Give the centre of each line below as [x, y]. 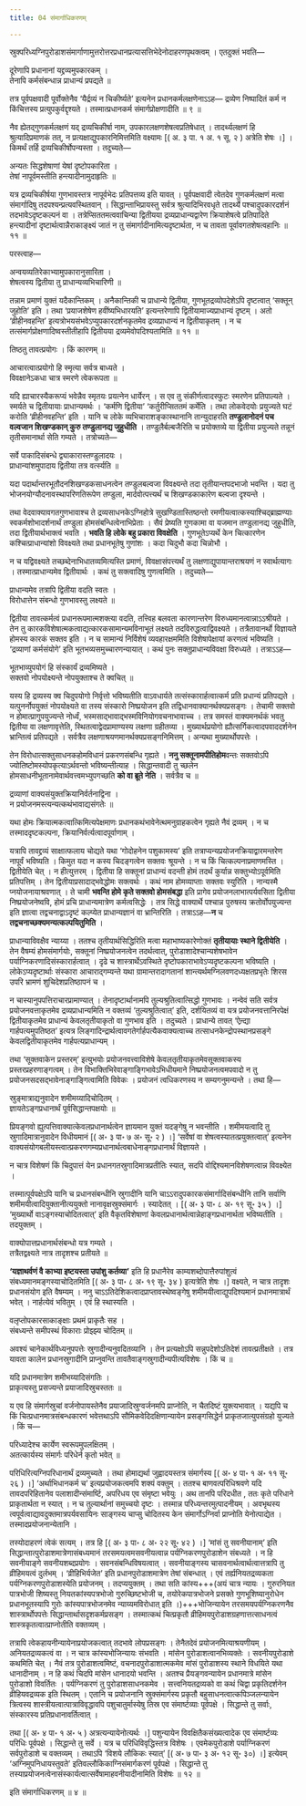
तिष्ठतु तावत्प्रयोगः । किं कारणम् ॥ [57, 349]
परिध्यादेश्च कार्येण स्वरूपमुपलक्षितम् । [62, 1444]
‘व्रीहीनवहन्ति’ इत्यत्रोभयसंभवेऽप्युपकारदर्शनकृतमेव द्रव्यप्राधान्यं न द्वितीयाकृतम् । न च [125, 321]
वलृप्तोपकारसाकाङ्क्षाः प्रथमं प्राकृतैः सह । [67, 1320]
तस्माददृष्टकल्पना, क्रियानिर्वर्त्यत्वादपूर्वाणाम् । [72, 832]
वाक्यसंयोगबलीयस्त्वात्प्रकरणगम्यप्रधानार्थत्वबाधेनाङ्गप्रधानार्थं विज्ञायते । [108, 1147]
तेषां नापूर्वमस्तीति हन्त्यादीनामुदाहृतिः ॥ [63, 176]
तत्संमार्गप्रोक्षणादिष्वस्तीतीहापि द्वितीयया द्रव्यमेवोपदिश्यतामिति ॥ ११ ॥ [104, 331]
